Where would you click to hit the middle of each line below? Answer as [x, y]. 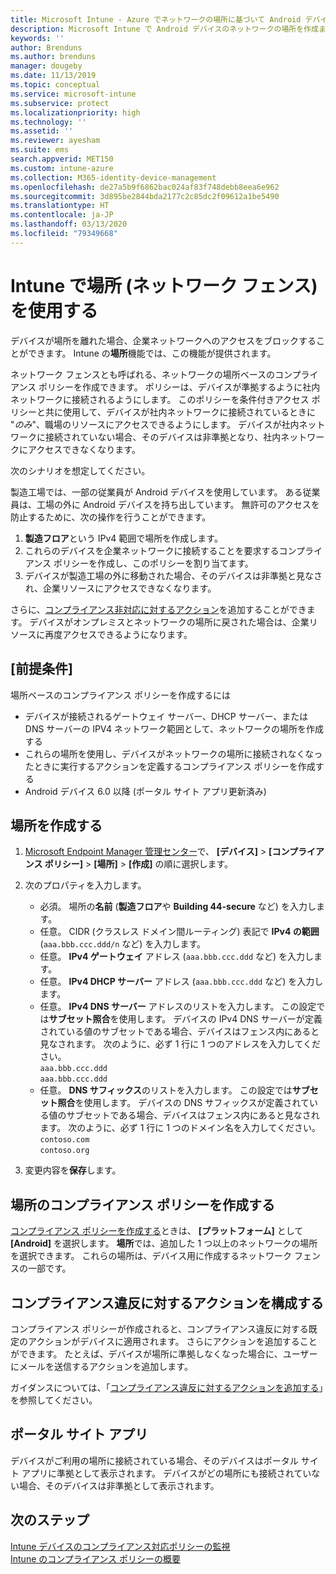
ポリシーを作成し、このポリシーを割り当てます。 [153, 563]
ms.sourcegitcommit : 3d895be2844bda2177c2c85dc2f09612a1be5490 [145, 196]
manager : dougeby [46, 66]
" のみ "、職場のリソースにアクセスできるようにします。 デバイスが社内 [155, 424]
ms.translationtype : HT [60, 206]
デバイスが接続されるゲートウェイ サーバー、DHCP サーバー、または [166, 716]
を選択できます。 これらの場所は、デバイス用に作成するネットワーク [151, 1256]
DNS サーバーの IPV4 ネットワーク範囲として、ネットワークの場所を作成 [174, 728]
